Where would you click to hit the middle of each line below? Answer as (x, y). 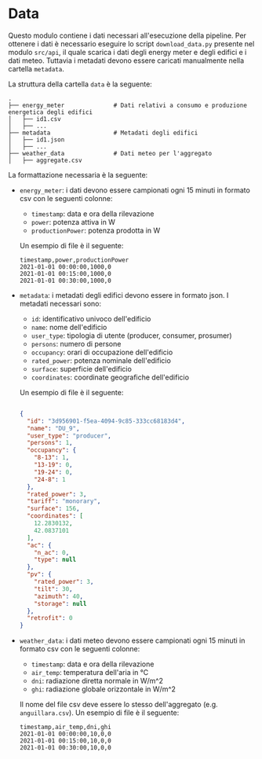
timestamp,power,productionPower (74, 260)
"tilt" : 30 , (53, 589)
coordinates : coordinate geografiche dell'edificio (110, 377)
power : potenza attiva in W (73, 222)
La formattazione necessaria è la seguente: (78, 174)
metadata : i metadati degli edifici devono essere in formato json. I (124, 295)
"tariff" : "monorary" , (64, 501)
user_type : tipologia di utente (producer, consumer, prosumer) (132, 335)
